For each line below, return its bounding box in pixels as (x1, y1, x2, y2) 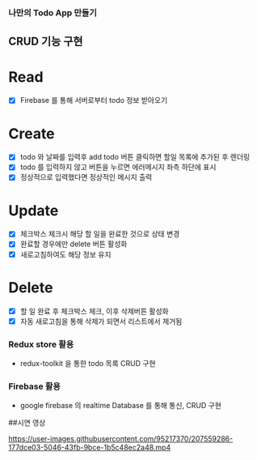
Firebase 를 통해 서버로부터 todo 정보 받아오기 (19, 96, 168, 105)
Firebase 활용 (8, 381, 61, 392)
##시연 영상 (8, 418, 46, 428)
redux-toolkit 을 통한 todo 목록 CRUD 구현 (19, 358, 156, 368)
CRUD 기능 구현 (8, 35, 83, 49)
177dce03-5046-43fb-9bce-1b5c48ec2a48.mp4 (8, 443, 171, 453)
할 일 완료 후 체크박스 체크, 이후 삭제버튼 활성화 (19, 306, 169, 316)
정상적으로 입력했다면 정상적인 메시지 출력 (19, 172, 153, 182)
